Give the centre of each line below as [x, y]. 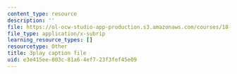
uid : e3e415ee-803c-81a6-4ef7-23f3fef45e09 [72, 60]
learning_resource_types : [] [50, 40]
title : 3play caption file [47, 54]
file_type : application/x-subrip [56, 33]
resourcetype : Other [38, 47]
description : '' [31, 20]
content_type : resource [42, 14]
